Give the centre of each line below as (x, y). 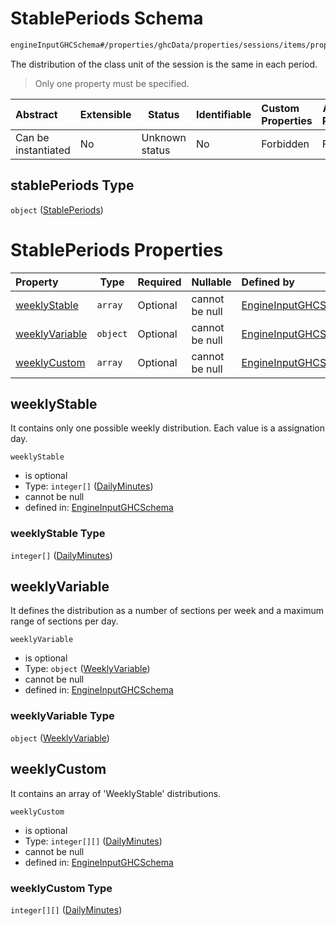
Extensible (105, 114)
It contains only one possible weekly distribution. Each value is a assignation (168, 428)
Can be (32, 137)
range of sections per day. (64, 621)
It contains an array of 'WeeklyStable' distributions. (116, 793)
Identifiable (223, 114)
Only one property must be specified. (112, 83)
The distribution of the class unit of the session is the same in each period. (164, 64)
